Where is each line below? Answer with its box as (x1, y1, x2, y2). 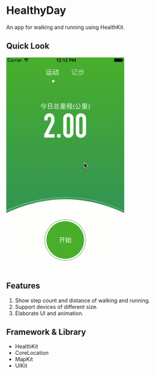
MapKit (14, 356, 33, 363)
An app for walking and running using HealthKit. (6, 23, 125, 31)
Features (6, 281, 40, 291)
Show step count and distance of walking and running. (14, 296, 150, 304)
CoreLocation (14, 349, 49, 357)
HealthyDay (6, 4, 67, 17)
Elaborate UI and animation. (14, 310, 84, 317)
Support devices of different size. (14, 303, 98, 310)
